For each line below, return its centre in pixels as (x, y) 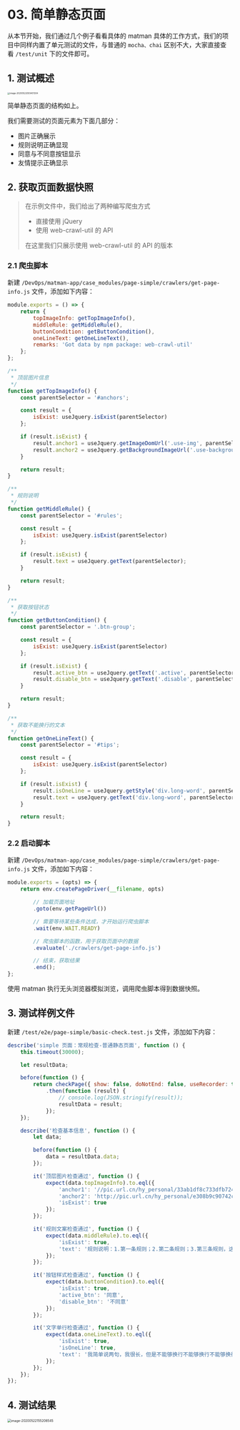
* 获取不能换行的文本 (38, 725)
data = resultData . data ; (82, 1157)
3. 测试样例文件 (41, 1013)
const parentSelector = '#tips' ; (70, 745)
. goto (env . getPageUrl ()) (70, 909)
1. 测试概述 (31, 78)
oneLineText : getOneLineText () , (81, 338)
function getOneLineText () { (51, 738)
